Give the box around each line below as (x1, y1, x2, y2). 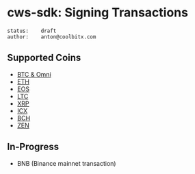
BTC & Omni (16, 70, 51, 78)
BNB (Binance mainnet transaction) (16, 159, 116, 167)
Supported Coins (7, 52, 81, 64)
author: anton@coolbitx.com (7, 33, 96, 40)
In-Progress (7, 141, 60, 153)
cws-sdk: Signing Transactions (7, 5, 188, 21)
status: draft (7, 27, 57, 34)
